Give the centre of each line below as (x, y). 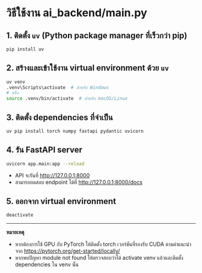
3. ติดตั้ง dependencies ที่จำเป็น (60, 117)
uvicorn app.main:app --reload (45, 164)
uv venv (16, 82)
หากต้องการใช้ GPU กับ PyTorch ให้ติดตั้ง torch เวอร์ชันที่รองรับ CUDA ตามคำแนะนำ (103, 244)
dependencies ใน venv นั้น (47, 265)
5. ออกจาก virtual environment (61, 201)
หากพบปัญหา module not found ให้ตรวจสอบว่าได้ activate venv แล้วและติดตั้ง (99, 258)
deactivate (20, 215)
